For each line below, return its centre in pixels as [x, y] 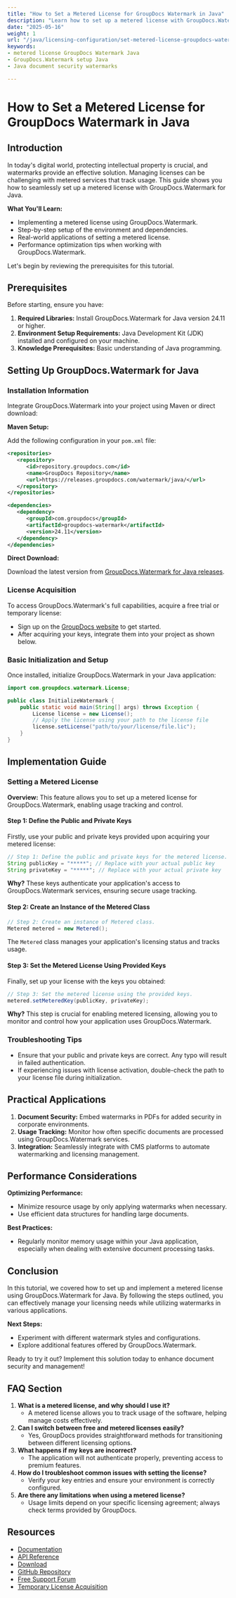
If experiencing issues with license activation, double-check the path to [121, 1070]
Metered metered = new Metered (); [58, 929]
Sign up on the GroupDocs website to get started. [89, 627]
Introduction [35, 148]
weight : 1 [22, 33]
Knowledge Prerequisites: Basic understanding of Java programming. [120, 348]
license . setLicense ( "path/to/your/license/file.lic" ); [114, 727]
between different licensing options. [80, 1442]
